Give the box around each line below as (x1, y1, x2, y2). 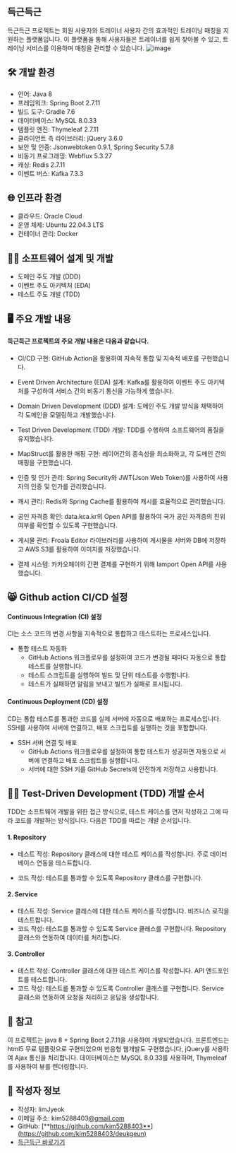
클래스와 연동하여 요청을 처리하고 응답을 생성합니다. (17, 993, 159, 1002)
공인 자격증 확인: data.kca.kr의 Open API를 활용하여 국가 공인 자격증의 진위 (17, 512, 225, 520)
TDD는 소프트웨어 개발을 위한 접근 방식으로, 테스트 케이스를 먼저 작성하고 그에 (7, 807, 221, 816)
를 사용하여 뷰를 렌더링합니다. (7, 1062, 89, 1070)
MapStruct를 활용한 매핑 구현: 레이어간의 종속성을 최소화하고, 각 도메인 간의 (17, 449, 227, 457)
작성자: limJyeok (17, 1105, 65, 1113)
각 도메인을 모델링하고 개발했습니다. (17, 410, 116, 419)
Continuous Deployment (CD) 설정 (7, 698, 108, 706)
